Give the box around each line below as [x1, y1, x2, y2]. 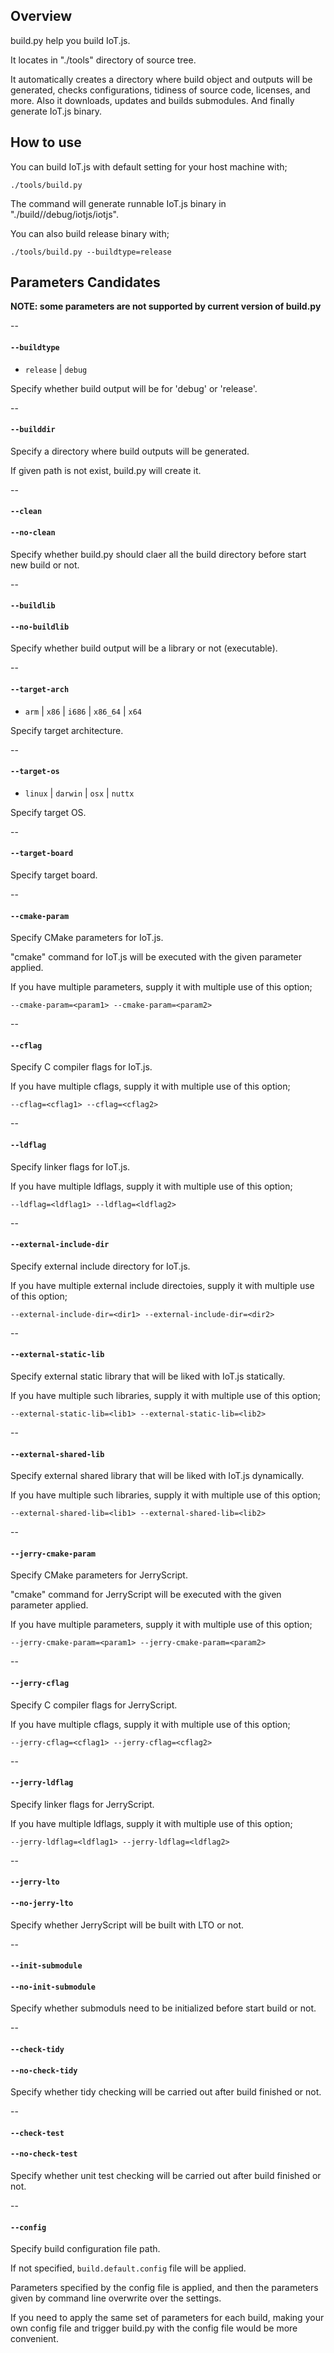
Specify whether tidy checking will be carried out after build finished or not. [10, 2086, 322, 2098]
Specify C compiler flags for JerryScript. [10, 1699, 178, 1711]
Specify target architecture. [10, 724, 124, 736]
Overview [10, 8, 73, 25]
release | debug [24, 363, 88, 375]
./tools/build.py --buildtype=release [10, 247, 172, 257]
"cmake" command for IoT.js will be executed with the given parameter [10, 951, 303, 963]
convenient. [10, 2333, 59, 2345]
